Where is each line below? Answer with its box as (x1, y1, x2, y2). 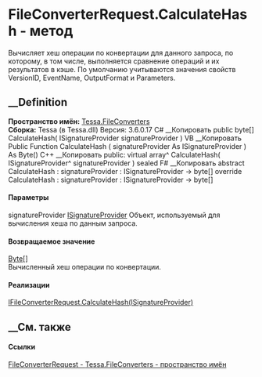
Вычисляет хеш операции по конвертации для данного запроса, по (8, 48, 234, 57)
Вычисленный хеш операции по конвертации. (8, 263, 162, 272)
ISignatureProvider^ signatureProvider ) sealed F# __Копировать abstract (8, 158, 245, 168)
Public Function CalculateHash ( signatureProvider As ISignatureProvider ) (8, 141, 247, 150)
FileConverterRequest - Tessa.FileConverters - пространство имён (8, 359, 227, 369)
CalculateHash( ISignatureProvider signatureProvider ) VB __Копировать (8, 133, 242, 143)
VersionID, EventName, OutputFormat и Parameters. (8, 73, 176, 82)
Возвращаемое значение (8, 237, 95, 246)
